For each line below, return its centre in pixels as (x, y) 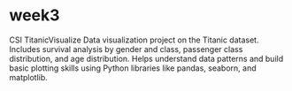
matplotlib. (29, 77)
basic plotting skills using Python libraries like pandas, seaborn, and (133, 68)
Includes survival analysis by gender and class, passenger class (126, 49)
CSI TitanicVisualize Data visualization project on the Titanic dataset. (134, 40)
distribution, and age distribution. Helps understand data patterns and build (146, 58)
